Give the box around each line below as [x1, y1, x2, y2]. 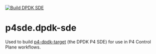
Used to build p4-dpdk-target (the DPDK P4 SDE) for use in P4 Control [5, 38, 151, 44]
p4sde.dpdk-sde [5, 22, 77, 33]
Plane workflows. [5, 44, 41, 50]
